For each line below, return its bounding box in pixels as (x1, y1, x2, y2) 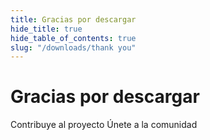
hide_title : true (10, 24, 83, 34)
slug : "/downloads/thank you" (10, 42, 137, 53)
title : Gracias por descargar (10, 14, 137, 25)
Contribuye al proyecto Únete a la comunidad (10, 119, 198, 131)
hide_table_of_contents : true (10, 33, 137, 43)
